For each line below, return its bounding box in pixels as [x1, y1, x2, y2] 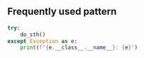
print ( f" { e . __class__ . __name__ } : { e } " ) [20, 44, 138, 52]
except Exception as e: [7, 37, 78, 45]
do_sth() [20, 31, 46, 38]
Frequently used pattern [7, 6, 117, 18]
